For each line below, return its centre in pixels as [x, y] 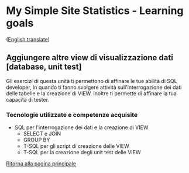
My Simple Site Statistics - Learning [95, 11]
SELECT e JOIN [42, 134]
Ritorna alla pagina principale [41, 164]
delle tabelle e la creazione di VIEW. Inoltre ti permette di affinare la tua [91, 93]
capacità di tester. [28, 99]
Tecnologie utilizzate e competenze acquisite [72, 115]
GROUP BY [37, 140]
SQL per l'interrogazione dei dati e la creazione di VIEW [81, 127]
